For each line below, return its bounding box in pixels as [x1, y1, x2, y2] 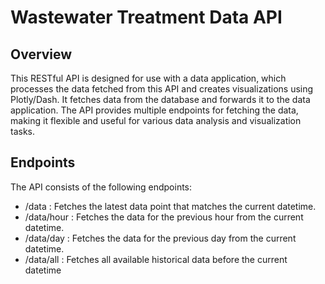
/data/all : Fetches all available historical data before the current [24, 253, 288, 265]
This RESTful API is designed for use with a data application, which [10, 72, 287, 84]
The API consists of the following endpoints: [10, 181, 193, 193]
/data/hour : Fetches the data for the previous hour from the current [24, 211, 304, 223]
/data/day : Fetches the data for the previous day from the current [24, 232, 297, 244]
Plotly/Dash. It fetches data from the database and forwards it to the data [10, 94, 311, 105]
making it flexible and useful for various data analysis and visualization [10, 115, 302, 126]
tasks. [10, 126, 36, 137]
